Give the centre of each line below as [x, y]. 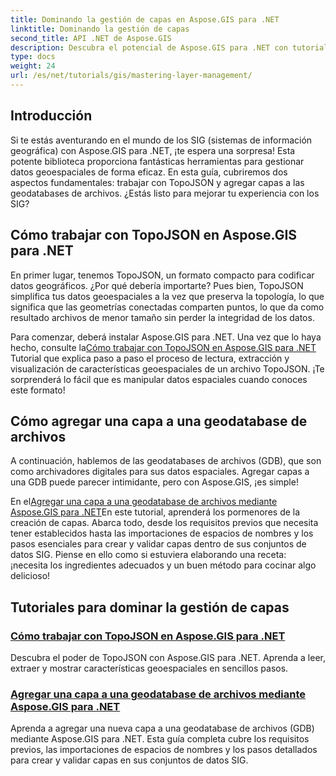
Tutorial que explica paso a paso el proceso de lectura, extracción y [150, 358]
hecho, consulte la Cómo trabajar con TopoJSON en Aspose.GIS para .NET [163, 347]
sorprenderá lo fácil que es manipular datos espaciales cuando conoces [159, 379]
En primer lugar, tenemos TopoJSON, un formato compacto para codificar [162, 275]
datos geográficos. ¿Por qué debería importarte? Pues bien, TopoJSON [157, 285]
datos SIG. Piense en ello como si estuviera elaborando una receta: [148, 555]
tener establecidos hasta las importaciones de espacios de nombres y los [162, 533]
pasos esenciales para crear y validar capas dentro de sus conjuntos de [158, 544]
